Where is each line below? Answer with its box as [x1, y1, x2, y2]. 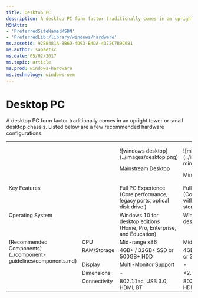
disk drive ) [119, 203, 147, 210]
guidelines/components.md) [8, 257, 77, 264]
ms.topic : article [6, 59, 51, 65]
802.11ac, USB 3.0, [119, 277, 168, 284]
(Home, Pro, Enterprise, [119, 224, 177, 231]
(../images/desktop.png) [119, 154, 179, 161]
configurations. [6, 130, 43, 137]
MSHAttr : [6, 22, 28, 28]
